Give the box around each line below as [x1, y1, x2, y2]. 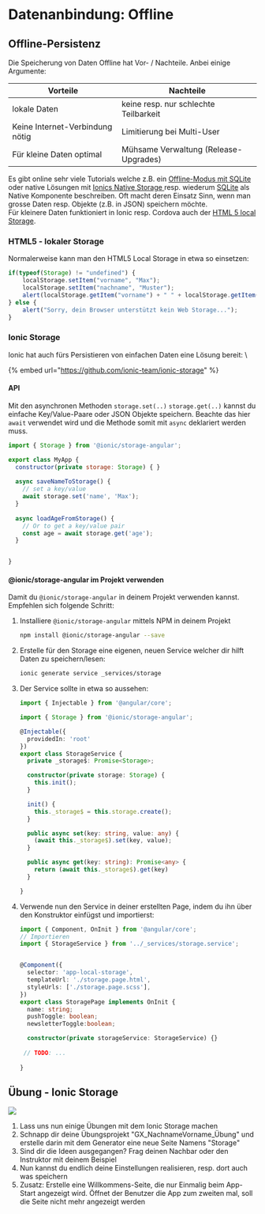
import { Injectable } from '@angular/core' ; [19, 699, 172, 707]
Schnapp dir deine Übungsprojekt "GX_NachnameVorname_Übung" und [19, 1129, 254, 1140]
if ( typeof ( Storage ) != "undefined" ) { [8, 269, 136, 278]
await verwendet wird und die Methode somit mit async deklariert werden [8, 418, 246, 427]
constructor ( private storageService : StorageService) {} [27, 1034, 218, 1042]
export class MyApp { [8, 456, 80, 463]
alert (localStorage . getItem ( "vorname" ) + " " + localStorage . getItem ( [22, 291, 259, 299]
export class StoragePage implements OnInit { [19, 998, 176, 1006]
